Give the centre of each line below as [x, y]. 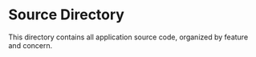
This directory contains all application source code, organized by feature [128, 37]
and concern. [30, 45]
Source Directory [66, 15]
